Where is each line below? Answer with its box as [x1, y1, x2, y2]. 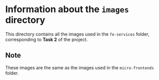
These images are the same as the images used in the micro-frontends [5, 64, 154, 70]
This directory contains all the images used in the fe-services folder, [5, 31, 149, 37]
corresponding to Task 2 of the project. [5, 36, 88, 43]
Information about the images [5, 4, 129, 15]
